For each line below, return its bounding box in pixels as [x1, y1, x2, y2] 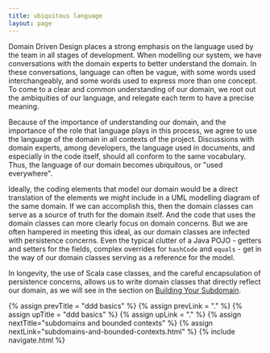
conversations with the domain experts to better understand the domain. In [8, 58, 257, 69]
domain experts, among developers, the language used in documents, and [8, 143, 255, 152]
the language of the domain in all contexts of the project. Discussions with [8, 134, 255, 143]
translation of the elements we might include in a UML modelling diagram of [8, 193, 260, 202]
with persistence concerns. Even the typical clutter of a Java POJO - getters [8, 235, 262, 245]
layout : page [8, 19, 52, 27]
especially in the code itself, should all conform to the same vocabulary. [8, 151, 247, 161]
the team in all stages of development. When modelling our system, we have [8, 50, 262, 60]
